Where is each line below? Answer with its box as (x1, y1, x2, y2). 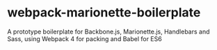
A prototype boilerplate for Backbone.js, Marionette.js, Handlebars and (7, 27, 210, 36)
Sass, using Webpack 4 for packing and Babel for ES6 (7, 34, 162, 42)
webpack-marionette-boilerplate (7, 5, 201, 21)
